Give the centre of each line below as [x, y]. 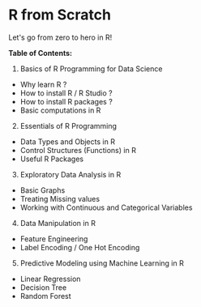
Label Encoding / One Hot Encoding [80, 247]
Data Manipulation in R [58, 223]
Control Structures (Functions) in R [78, 150]
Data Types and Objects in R [68, 141]
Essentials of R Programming [68, 126]
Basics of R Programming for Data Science [91, 68]
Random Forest [45, 296]
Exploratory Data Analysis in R [71, 174]
